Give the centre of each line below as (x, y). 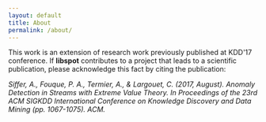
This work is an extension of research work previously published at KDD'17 (130, 53)
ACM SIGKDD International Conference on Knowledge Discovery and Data (130, 101)
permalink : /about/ (40, 30)
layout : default (35, 15)
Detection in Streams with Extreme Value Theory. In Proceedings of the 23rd (133, 93)
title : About (30, 23)
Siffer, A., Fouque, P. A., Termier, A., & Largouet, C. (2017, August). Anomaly (132, 84)
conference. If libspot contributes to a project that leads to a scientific (123, 61)
